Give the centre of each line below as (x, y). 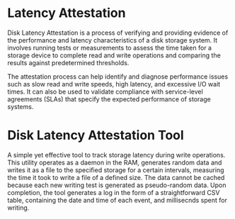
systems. (21, 106)
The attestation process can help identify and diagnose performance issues (118, 77)
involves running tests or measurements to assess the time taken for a (110, 47)
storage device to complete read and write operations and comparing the (114, 55)
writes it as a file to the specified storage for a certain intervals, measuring (116, 170)
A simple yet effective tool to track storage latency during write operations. (116, 155)
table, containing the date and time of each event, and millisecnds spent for (117, 200)
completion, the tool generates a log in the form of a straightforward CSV (114, 192)
